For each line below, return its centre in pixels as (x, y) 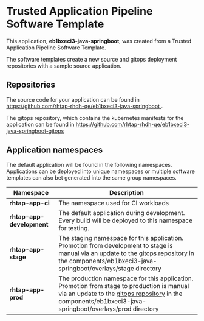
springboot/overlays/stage (97, 268)
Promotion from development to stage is (116, 245)
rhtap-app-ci (29, 203)
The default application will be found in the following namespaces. (89, 164)
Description (126, 192)
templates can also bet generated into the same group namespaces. (92, 177)
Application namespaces (55, 150)
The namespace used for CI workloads (114, 203)
